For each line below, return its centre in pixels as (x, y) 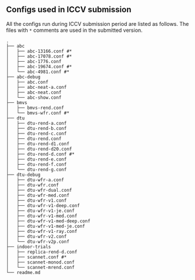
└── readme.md (23, 272)
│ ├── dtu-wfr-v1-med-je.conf (46, 226)
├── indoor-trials (28, 246)
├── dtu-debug (23, 175)
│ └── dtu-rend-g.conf (36, 169)
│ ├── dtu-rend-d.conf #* (41, 154)
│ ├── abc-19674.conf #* (39, 66)
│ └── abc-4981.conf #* (38, 72)
